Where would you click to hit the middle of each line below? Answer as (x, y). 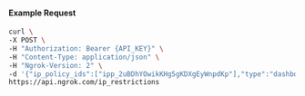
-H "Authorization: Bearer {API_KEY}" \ (86, 48)
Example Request (42, 13)
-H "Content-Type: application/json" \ (84, 57)
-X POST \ (27, 41)
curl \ (21, 32)
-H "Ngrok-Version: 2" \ (56, 65)
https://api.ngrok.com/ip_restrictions (84, 82)
